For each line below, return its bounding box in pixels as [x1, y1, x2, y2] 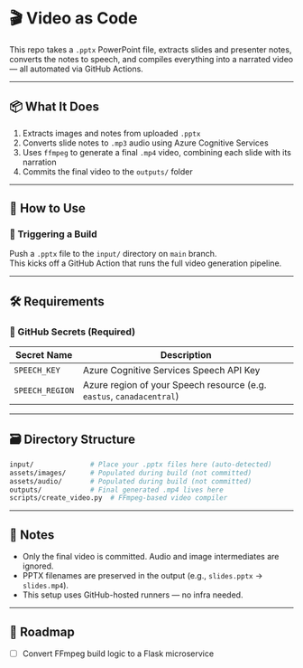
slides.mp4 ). [22, 580, 69, 591]
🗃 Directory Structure [9, 431, 136, 447]
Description [160, 349, 212, 362]
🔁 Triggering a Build [9, 228, 97, 240]
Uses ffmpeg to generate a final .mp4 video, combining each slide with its [22, 146, 291, 157]
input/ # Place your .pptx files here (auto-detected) [9, 459, 272, 469]
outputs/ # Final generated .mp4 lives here [9, 485, 224, 494]
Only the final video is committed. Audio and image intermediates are [22, 551, 280, 562]
